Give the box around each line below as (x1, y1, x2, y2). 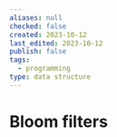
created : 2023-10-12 (9, 30, 88, 39)
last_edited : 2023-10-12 (9, 38, 103, 48)
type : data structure (9, 73, 92, 82)
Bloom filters (9, 111, 109, 132)
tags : (9, 55, 30, 64)
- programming (17, 64, 71, 73)
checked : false (9, 22, 67, 31)
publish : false (9, 47, 67, 56)
